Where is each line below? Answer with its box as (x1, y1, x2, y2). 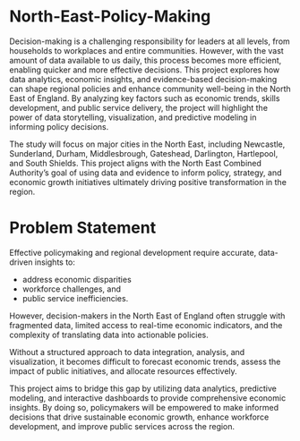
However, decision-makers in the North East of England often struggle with (9, 310, 286, 321)
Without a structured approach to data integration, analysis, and (9, 346, 245, 357)
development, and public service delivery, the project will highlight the (9, 102, 269, 113)
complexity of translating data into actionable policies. (9, 329, 209, 340)
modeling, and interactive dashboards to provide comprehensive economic (9, 392, 287, 403)
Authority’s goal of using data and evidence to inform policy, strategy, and (9, 167, 282, 178)
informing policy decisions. (9, 121, 109, 131)
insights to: (34, 257, 76, 267)
